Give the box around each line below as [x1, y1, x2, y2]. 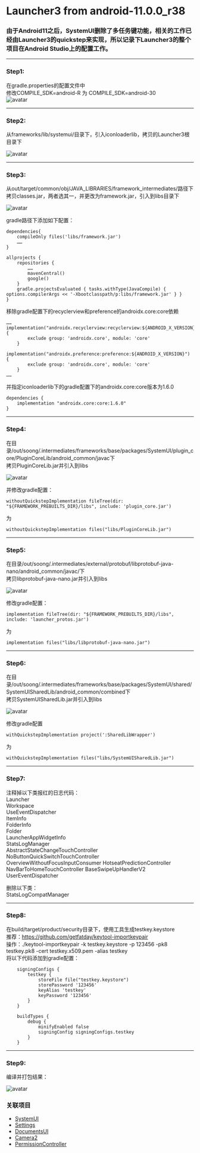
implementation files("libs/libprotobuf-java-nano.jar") [6, 639, 151, 646]
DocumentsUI [14, 1128, 49, 1135]
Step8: [6, 911, 26, 919]
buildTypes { [17, 1013, 49, 1019]
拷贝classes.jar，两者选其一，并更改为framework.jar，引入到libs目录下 [6, 192, 180, 200]
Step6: [6, 659, 26, 667]
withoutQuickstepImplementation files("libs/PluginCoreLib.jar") [6, 526, 171, 532]
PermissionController [14, 1140, 67, 1148]
